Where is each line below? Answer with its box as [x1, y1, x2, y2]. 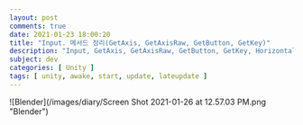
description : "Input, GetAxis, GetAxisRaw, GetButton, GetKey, [9, 47, 252, 56]
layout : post [9, 13, 59, 22]
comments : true [9, 22, 67, 31]
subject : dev [9, 55, 59, 64]
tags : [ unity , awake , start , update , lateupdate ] [9, 72, 207, 81]
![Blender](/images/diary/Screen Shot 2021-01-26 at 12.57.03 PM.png [9, 96, 266, 107]
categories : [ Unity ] [9, 64, 95, 73]
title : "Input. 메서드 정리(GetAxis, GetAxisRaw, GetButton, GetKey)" [9, 38, 271, 48]
